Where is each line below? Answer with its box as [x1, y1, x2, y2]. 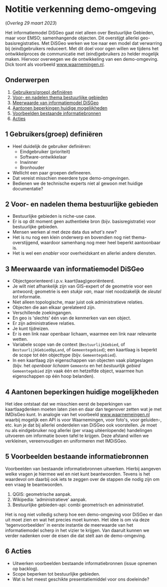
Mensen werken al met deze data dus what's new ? [12, 229, 117, 235]
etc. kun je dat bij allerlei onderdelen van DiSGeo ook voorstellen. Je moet [5, 422, 157, 428]
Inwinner [19, 159, 38, 165]
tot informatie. [12, 294, 41, 300]
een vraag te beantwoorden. [5, 481, 64, 487]
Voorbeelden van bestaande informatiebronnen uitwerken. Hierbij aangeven [5, 465, 161, 471]
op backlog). [12, 566, 39, 572]
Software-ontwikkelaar [19, 153, 67, 160]
